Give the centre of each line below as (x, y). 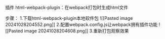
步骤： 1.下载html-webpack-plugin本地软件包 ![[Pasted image (69, 18)
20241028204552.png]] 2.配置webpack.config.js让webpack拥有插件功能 (81, 25)
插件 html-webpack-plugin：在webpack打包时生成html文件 (67, 7)
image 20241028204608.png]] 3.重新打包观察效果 (76, 31)
